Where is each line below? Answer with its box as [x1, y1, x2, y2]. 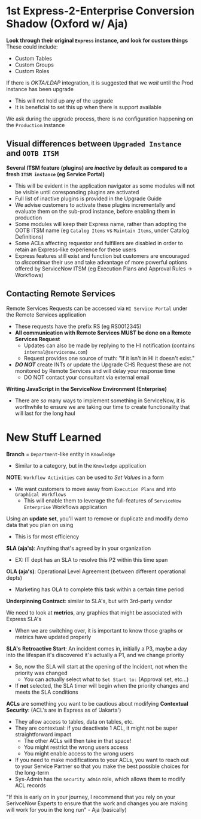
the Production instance [6, 121, 65, 128]
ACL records [14, 781, 46, 789]
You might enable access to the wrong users [23, 749, 134, 757]
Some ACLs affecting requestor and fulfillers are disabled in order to [14, 239, 184, 246]
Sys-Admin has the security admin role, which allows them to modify [14, 775, 185, 782]
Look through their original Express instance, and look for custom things [6, 37, 188, 44]
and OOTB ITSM [6, 148, 59, 158]
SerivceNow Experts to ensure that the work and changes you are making [6, 799, 188, 807]
